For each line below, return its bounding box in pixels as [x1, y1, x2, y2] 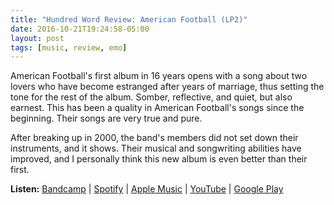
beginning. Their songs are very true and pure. [10, 112, 203, 125]
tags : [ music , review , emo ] [10, 42, 128, 53]
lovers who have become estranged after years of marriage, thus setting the [10, 81, 325, 93]
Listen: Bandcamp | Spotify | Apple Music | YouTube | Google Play [10, 183, 284, 195]
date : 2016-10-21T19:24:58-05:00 [10, 24, 150, 34]
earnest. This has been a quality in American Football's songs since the [10, 102, 305, 114]
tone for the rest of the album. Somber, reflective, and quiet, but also [10, 91, 293, 103]
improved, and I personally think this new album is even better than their [10, 153, 308, 165]
